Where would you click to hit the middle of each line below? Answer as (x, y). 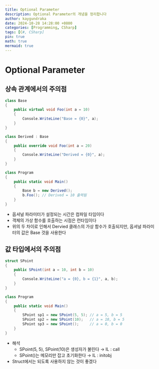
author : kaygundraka (26, 19)
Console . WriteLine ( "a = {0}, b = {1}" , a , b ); (70, 279)
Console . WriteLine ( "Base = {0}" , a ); (60, 119)
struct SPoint (19, 261)
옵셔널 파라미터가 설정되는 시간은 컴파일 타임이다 (58, 214)
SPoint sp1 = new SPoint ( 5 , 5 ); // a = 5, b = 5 (72, 315)
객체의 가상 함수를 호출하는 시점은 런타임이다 (54, 220)
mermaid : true (19, 46)
